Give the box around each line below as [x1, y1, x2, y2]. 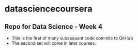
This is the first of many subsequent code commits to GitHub [11, 35, 133, 41]
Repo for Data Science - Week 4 [4, 23, 103, 31]
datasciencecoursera [4, 3, 92, 14]
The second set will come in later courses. [11, 40, 96, 46]
